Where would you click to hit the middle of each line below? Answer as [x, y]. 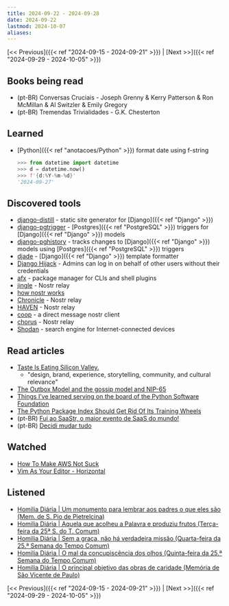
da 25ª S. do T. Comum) [66, 531]
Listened [26, 492]
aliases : [20, 33]
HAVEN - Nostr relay [46, 307]
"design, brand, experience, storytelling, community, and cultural [119, 374]
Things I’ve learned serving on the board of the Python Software [108, 396]
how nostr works [41, 293]
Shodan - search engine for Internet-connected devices [96, 329]
